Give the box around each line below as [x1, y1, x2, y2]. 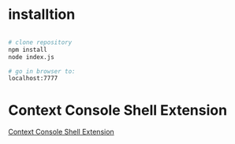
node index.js [8, 53, 55, 61]
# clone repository [8, 38, 73, 46]
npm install [8, 46, 47, 54]
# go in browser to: [8, 67, 76, 76]
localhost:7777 [8, 75, 58, 83]
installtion [8, 6, 76, 24]
